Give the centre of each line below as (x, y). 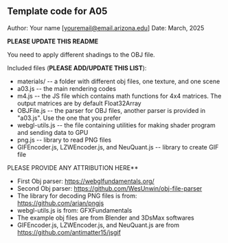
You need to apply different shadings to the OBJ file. (81, 54)
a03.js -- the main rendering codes (67, 88)
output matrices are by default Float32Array (79, 103)
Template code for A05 (57, 11)
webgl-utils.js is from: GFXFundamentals (75, 210)
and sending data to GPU (53, 132)
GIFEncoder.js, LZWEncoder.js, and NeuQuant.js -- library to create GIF (118, 147)
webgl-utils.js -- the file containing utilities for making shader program (116, 125)
